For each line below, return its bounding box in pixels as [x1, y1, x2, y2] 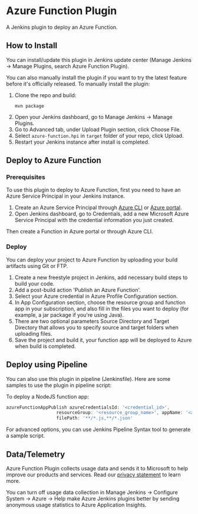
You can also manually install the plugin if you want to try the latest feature [6, 74, 187, 81]
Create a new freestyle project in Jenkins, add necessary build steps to [14, 274, 188, 281]
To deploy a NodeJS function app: [6, 393, 90, 400]
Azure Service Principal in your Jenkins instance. [6, 193, 126, 200]
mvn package [14, 103, 44, 109]
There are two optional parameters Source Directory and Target [14, 317, 170, 324]
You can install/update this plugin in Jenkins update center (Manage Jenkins [6, 56, 192, 63]
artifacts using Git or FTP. [6, 262, 68, 269]
